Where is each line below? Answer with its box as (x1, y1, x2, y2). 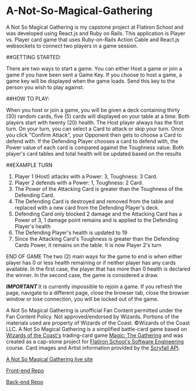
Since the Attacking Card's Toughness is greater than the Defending (14, 235, 180, 242)
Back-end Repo (6, 378, 44, 385)
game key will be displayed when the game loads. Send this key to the (6, 77, 176, 85)
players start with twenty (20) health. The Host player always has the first (6, 119, 183, 126)
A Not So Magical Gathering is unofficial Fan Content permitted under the (6, 306, 183, 314)
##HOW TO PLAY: (6, 95, 50, 102)
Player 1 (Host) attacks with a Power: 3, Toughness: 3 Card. (14, 173, 158, 180)
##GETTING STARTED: (6, 53, 61, 60)
